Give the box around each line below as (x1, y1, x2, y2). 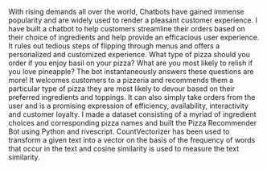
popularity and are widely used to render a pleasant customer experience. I (8, 15, 257, 25)
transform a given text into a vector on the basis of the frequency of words (8, 135, 256, 144)
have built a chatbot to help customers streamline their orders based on (8, 24, 245, 33)
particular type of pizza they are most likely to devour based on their (8, 84, 236, 93)
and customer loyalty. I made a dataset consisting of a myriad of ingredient (8, 110, 257, 119)
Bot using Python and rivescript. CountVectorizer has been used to (8, 126, 230, 136)
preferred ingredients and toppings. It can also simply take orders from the (8, 93, 256, 102)
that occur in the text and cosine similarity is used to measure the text (8, 144, 240, 153)
